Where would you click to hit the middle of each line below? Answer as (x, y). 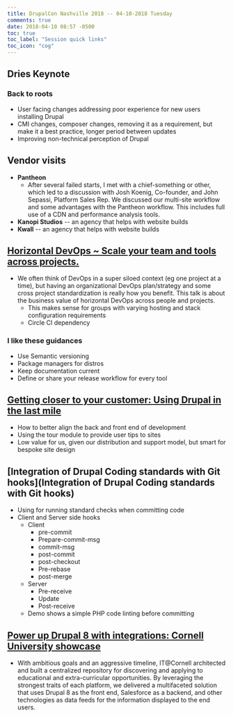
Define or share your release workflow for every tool (92, 378)
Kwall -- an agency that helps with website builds (88, 229)
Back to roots (30, 94)
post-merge (55, 577)
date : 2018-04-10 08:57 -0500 (51, 26)
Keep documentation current (58, 371)
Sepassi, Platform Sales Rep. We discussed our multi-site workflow (124, 200)
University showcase (54, 646)
